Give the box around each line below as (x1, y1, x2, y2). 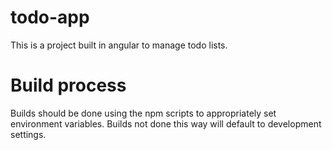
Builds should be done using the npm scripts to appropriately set (10, 107, 277, 119)
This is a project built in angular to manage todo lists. (10, 39, 228, 51)
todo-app (10, 6, 90, 29)
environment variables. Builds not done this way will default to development (10, 117, 322, 130)
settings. (10, 128, 47, 140)
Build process (10, 74, 127, 97)
